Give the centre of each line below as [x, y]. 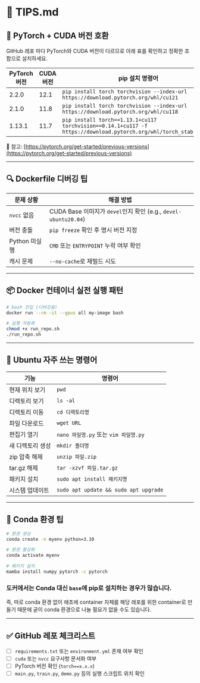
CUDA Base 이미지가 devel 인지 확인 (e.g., [105, 211]
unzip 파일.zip [76, 457]
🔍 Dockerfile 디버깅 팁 [47, 179]
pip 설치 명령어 [138, 78]
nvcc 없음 [22, 215]
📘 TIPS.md [32, 12]
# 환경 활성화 [21, 550]
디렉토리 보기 [26, 401]
